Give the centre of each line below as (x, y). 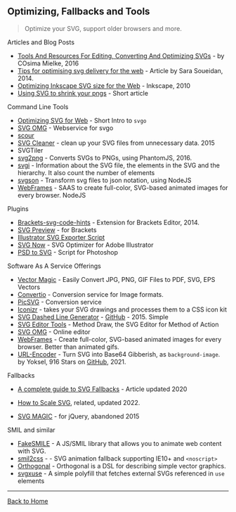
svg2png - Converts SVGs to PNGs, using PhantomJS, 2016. (104, 158)
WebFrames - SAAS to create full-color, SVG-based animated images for (123, 187)
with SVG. (32, 451)
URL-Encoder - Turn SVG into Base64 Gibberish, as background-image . (119, 354)
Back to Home (28, 501)
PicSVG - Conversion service (59, 302)
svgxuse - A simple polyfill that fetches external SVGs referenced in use (121, 473)
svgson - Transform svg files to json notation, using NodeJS (104, 180)
